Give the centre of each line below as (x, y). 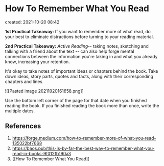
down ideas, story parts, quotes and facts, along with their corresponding (79, 76)
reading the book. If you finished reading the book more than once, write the (82, 105)
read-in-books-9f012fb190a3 (41, 153)
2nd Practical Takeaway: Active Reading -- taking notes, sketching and (77, 46)
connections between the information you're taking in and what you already (81, 56)
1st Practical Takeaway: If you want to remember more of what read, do (78, 31)
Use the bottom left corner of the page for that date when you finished (76, 100)
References (23, 126)
